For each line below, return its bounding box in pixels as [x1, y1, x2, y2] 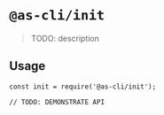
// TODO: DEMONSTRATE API [9, 97, 105, 106]
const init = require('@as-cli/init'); [9, 82, 157, 91]
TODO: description [30, 33, 100, 43]
